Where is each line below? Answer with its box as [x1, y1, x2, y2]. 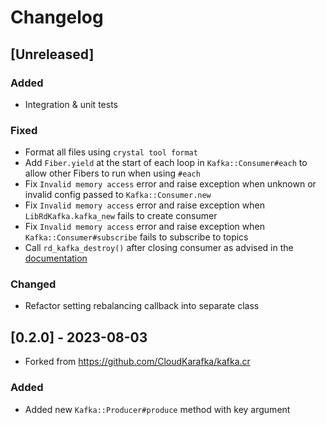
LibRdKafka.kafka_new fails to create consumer [24, 210, 218, 222]
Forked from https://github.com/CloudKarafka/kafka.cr [24, 356, 251, 368]
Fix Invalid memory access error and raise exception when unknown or [24, 178, 317, 190]
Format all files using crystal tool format [24, 146, 198, 158]
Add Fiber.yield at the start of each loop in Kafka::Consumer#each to [24, 157, 308, 169]
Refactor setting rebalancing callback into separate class [24, 300, 260, 312]
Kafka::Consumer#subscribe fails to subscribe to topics [24, 231, 249, 243]
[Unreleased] [10, 46, 95, 63]
